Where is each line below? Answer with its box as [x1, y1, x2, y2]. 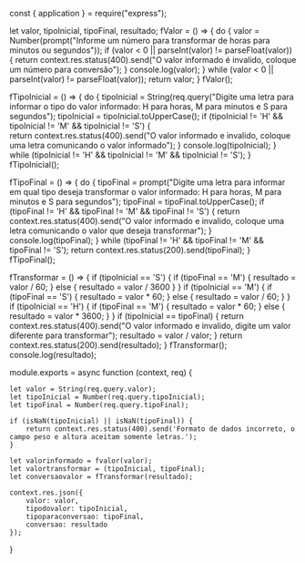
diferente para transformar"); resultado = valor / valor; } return [9, 330, 243, 341]
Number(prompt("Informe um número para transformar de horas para [9, 36, 270, 46]
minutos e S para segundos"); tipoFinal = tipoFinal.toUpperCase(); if [9, 196, 265, 207]
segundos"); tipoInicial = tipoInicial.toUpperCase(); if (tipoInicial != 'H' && [9, 111, 284, 121]
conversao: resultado [25, 520, 107, 529]
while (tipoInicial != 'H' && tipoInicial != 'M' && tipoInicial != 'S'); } [9, 149, 252, 160]
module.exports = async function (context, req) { [9, 367, 193, 377]
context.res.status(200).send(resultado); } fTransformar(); [9, 340, 228, 350]
